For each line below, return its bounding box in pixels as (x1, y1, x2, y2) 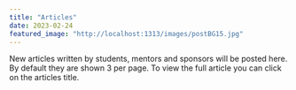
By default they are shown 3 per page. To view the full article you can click (9, 63, 282, 73)
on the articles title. (9, 72, 80, 83)
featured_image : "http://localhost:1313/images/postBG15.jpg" (9, 29, 244, 38)
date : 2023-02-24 (9, 21, 74, 30)
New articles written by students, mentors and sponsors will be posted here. (9, 54, 288, 64)
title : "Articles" (9, 12, 77, 22)
